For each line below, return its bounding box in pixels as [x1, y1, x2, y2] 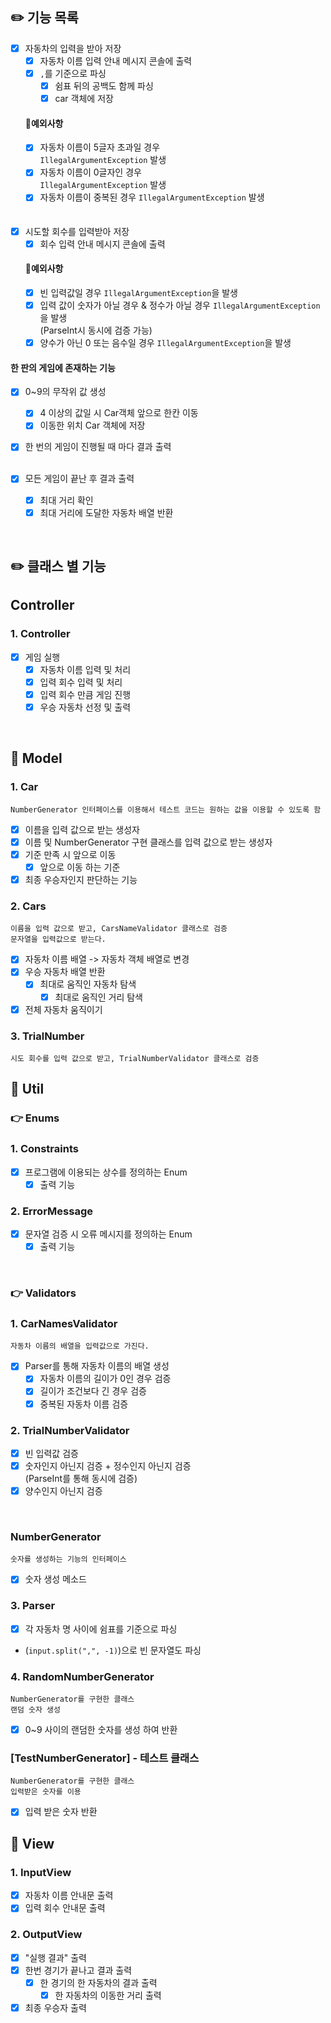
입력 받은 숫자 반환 [24, 1806, 98, 1818]
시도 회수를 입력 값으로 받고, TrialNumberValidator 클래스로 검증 [10, 1053, 260, 1063]
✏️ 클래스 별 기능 [10, 558, 107, 575]
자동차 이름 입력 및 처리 [39, 663, 132, 675]
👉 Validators [10, 1286, 77, 1300]
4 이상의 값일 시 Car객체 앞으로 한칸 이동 [39, 407, 199, 419]
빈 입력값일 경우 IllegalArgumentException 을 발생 [39, 286, 238, 298]
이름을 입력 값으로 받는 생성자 [24, 823, 140, 835]
